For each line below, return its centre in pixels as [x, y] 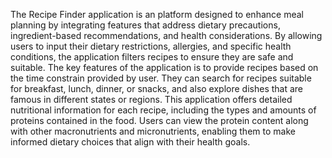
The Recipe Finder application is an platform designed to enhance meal [157, 14]
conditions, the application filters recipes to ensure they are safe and [152, 57]
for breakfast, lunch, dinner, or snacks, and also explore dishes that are [157, 88]
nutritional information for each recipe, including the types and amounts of [163, 110]
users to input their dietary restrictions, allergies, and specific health [151, 46]
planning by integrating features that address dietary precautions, [145, 25]
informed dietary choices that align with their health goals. [130, 142]
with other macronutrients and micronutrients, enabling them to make [153, 131]
